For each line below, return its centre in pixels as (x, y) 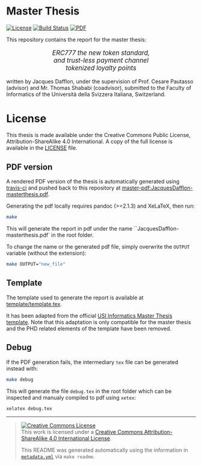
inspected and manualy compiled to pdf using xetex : (71, 397)
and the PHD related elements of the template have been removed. (89, 328)
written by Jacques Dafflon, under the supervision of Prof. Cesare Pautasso (100, 81)
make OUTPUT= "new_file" (36, 264)
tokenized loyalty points (101, 68)
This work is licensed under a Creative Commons (82, 432)
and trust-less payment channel (101, 60)
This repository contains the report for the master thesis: (76, 39)
